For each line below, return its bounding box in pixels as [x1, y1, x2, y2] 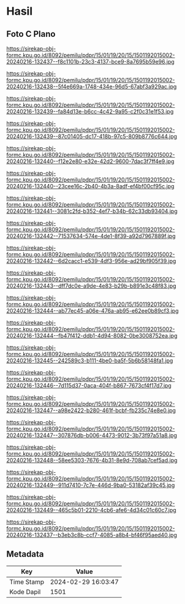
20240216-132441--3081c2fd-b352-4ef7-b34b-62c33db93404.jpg [6, 207, 178, 215]
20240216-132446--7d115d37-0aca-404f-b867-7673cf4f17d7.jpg [6, 382, 172, 389]
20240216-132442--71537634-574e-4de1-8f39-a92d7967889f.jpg [6, 232, 176, 240]
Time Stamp [9, 578, 45, 586]
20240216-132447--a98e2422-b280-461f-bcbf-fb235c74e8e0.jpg [6, 407, 176, 414]
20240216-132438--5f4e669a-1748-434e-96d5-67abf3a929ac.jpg [6, 83, 177, 90]
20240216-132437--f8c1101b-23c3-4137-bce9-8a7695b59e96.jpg [6, 58, 175, 65]
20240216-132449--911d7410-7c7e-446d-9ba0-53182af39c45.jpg [6, 481, 175, 489]
